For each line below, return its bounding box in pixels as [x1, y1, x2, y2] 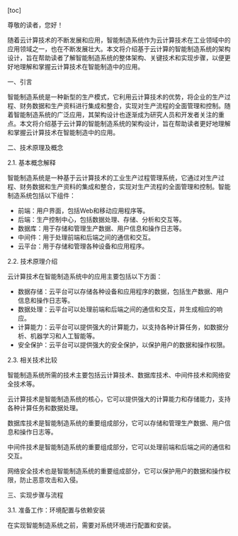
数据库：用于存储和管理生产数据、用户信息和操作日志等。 [17, 224, 186, 232]
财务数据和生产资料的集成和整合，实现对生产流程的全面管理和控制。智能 [19, 183, 231, 191]
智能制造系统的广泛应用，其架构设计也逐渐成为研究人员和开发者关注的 [13, 110, 218, 119]
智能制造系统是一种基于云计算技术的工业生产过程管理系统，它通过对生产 [7, 173, 218, 182]
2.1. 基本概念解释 [7, 159, 57, 166]
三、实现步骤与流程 [7, 491, 64, 499]
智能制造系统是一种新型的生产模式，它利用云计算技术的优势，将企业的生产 [7, 92, 225, 101]
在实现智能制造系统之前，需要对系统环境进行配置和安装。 [7, 521, 175, 529]
